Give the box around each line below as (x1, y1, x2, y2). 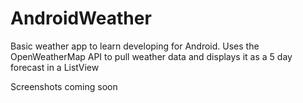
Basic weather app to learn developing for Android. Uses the (10, 40, 260, 52)
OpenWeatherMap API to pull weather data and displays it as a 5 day (10, 50, 293, 62)
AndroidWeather (10, 7, 152, 30)
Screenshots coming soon (10, 80, 118, 92)
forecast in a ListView (10, 61, 100, 73)
